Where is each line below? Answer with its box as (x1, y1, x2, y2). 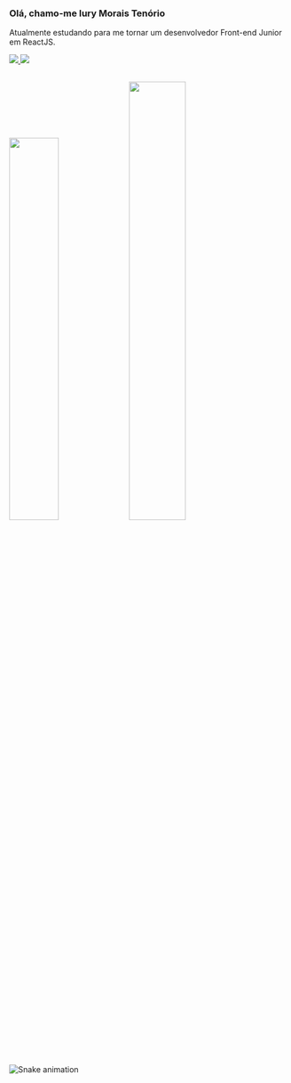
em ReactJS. (9, 36, 56, 47)
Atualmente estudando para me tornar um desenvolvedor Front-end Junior (9, 28, 282, 38)
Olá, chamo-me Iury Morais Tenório (9, 7, 166, 20)
